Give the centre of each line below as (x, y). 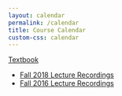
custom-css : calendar (44, 37)
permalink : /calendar (44, 23)
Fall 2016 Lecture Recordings (67, 83)
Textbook (24, 60)
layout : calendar (37, 15)
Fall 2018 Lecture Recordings (67, 75)
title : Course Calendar (47, 30)
